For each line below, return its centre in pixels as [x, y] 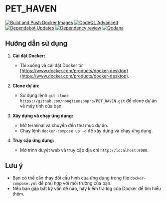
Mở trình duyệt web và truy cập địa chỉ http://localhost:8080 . [84, 150]
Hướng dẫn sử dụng [36, 44]
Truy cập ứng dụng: [33, 140]
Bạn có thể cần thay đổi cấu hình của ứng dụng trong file [71, 177]
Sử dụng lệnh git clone [44, 95]
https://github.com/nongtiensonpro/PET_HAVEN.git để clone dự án [88, 100]
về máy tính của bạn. [41, 106]
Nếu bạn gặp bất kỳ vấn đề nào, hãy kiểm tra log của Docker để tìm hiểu [86, 188]
